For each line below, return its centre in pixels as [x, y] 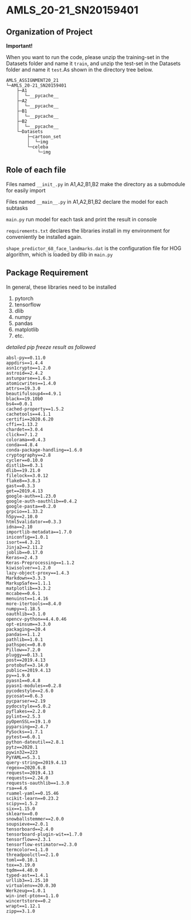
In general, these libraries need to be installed [61, 287]
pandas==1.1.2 [23, 634]
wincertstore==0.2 [28, 901]
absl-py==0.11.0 [26, 358]
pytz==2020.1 [22, 747]
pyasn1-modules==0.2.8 [34, 686]
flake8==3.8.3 [23, 481]
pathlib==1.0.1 [25, 639]
